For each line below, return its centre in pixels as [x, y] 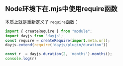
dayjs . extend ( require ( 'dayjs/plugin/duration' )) [57, 45]
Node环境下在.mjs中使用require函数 [61, 9]
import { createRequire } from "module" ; [49, 31]
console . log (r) [21, 59]
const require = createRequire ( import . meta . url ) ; [58, 40]
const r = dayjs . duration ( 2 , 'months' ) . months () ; [59, 54]
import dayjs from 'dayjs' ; [34, 36]
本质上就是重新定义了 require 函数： [42, 22]
